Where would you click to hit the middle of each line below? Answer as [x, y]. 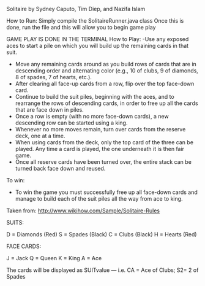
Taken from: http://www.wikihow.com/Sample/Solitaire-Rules [83, 211]
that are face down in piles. [49, 110]
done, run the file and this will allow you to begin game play [81, 27]
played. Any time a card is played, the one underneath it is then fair [100, 149]
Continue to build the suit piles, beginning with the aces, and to [95, 97]
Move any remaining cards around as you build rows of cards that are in [106, 64]
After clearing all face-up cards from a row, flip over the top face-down [105, 83]
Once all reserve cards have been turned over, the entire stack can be [103, 162]
